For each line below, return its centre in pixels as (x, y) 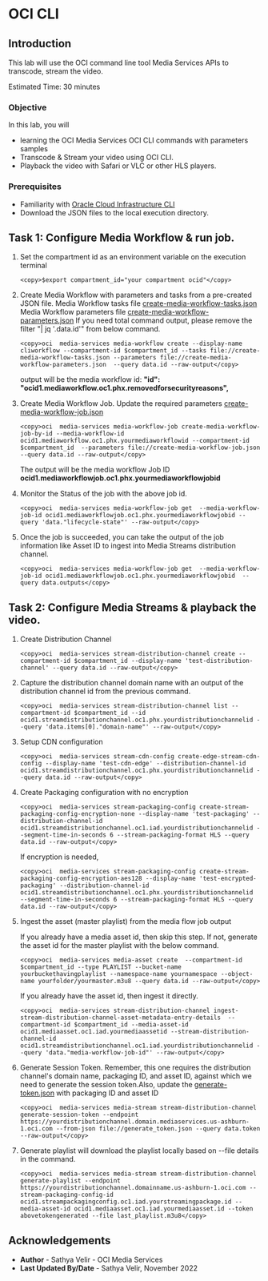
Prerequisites (35, 187)
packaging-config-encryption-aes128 (81, 879)
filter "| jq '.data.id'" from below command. (90, 329)
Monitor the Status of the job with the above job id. (104, 494)
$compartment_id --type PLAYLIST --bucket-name (100, 967)
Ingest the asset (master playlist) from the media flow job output (126, 922)
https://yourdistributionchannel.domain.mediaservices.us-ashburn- (134, 1122)
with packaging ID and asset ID (107, 1093)
